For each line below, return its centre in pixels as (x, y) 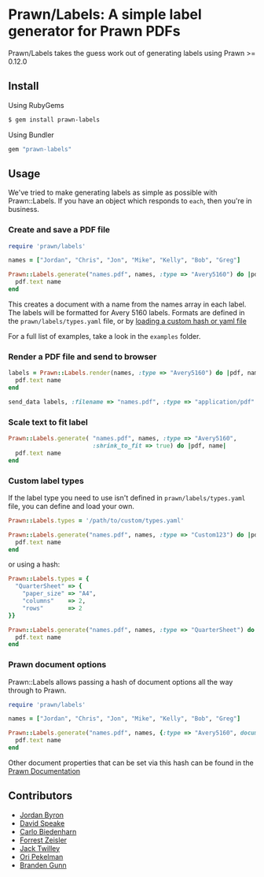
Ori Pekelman (41, 857)
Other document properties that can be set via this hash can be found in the (131, 763)
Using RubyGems (36, 105)
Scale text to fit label (48, 422)
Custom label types (46, 481)
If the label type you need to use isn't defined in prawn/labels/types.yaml (127, 497)
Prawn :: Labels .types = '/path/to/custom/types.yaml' (96, 520)
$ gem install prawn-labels (54, 120)
